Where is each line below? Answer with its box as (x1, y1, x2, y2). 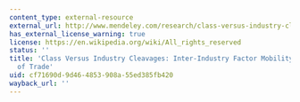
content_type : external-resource (9, 12, 134, 22)
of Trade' (17, 63, 54, 72)
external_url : (9, 21, 62, 30)
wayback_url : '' (9, 79, 70, 88)
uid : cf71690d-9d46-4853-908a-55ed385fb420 (9, 71, 174, 80)
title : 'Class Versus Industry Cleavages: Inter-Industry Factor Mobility (9, 54, 294, 63)
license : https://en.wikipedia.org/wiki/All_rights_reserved (9, 37, 242, 47)
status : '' (9, 46, 50, 55)
